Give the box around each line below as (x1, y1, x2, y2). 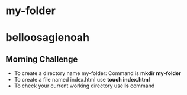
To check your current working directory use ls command (14, 82, 155, 89)
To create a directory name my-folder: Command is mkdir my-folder (14, 70, 181, 77)
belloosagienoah (5, 31, 90, 45)
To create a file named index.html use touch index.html (14, 76, 150, 83)
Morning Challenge (5, 54, 78, 64)
